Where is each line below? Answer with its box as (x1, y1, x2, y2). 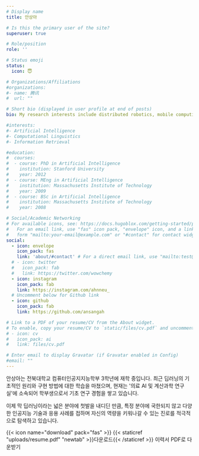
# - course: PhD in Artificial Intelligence (6, 160, 120, 166)
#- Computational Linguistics (6, 133, 81, 139)
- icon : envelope (11, 243, 54, 249)
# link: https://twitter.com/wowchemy (11, 270, 113, 276)
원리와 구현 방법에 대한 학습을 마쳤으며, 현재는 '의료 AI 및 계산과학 (21, 382, 174, 389)
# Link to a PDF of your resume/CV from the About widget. (6, 319, 155, 326)
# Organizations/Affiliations (6, 79, 81, 85)
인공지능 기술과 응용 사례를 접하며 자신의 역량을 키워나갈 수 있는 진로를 (12, 409, 175, 416)
